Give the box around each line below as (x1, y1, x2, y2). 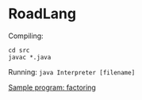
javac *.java (8, 53, 52, 61)
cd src (8, 46, 30, 54)
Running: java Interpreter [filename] (8, 67, 136, 76)
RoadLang (8, 5, 77, 23)
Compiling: (8, 31, 44, 40)
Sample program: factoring (8, 83, 97, 92)
